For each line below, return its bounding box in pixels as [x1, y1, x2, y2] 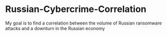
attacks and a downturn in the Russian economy [5, 25, 105, 31]
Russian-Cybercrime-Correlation [5, 3, 147, 15]
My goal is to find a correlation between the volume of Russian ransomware [5, 20, 162, 26]
